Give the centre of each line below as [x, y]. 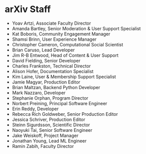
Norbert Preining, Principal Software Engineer [60, 103]
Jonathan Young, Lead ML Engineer [49, 141]
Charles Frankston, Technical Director [52, 66]
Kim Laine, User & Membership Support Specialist [64, 76]
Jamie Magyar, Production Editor [46, 82]
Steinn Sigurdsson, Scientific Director [51, 125]
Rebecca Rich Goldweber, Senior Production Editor [65, 114]
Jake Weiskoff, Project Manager [45, 135]
